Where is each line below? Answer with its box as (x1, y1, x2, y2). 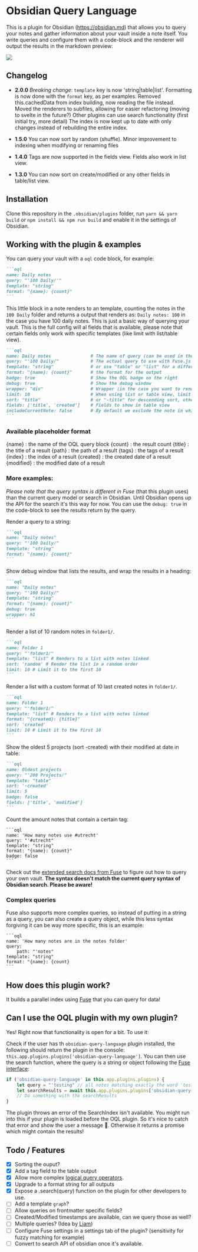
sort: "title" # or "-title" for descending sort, (6, 397, 181, 403)
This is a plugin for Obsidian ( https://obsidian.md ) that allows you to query (6, 24, 187, 31)
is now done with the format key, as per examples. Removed (14, 93, 161, 100)
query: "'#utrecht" (6, 837, 54, 844)
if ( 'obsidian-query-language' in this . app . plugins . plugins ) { (6, 1076, 165, 1083)
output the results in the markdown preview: (6, 43, 113, 50)
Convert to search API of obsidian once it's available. (14, 1240, 143, 1247)
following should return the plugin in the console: (6, 1046, 125, 1053)
